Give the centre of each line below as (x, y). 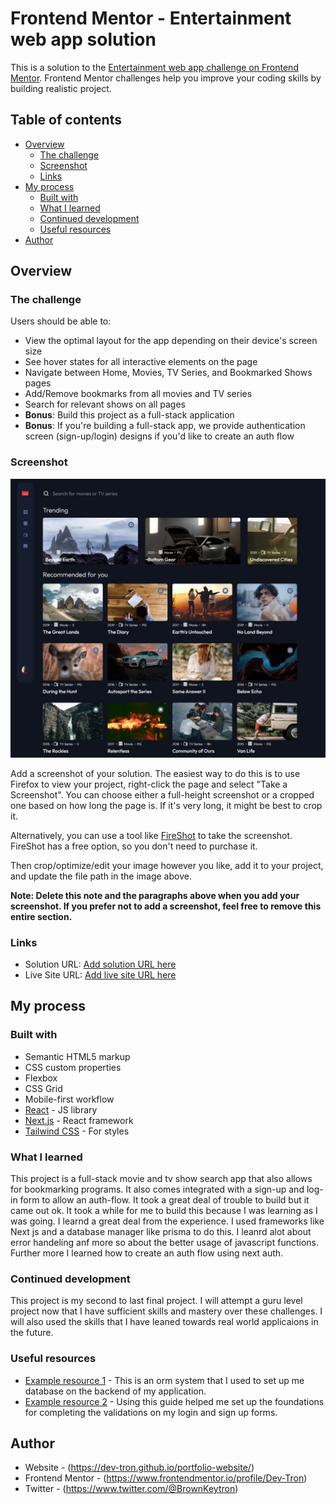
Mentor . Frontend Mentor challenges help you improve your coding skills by (166, 78)
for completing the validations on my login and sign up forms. (151, 1412)
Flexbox (41, 1078)
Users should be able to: (61, 321)
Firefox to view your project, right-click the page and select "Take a (149, 784)
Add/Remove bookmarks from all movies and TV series (138, 394)
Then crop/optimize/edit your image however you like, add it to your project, (167, 865)
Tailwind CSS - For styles (77, 1131)
